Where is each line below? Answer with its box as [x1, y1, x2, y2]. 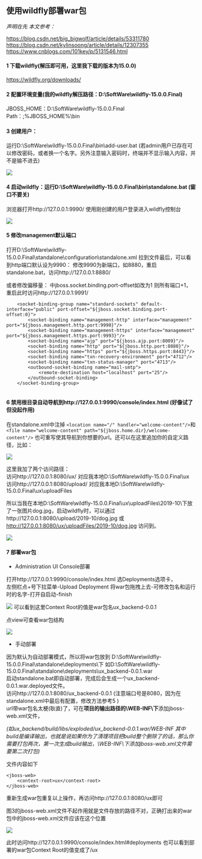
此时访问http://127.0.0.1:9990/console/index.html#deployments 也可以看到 [6, 839, 189, 846]
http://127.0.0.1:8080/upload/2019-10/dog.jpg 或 [6, 514, 124, 522]
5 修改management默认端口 [6, 231, 76, 239]
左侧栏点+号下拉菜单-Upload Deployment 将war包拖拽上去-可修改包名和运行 [6, 583, 196, 590]
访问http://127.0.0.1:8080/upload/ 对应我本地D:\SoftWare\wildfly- [6, 481, 165, 488]
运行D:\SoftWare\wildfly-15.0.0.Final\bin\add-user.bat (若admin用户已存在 [6, 142, 188, 149]
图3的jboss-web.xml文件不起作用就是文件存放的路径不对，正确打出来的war [6, 807, 192, 814]
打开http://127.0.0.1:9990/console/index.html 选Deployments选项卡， [6, 576, 176, 583]
